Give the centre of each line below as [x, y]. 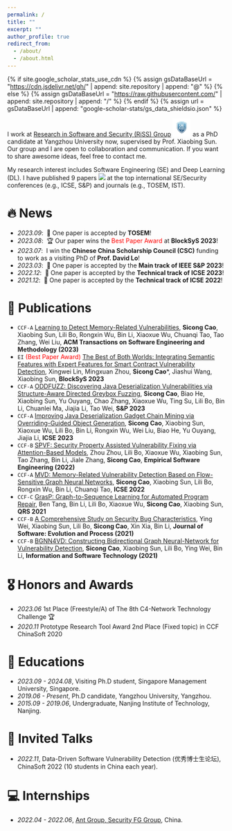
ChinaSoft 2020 [40, 633]
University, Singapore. [49, 688]
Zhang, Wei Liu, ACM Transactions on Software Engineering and [111, 342]
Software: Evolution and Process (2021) [75, 533]
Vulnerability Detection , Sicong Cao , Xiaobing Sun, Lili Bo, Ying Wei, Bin [120, 548]
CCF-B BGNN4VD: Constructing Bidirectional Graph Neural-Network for [118, 541]
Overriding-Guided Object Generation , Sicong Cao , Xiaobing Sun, [111, 423]
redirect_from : [29, 44]
